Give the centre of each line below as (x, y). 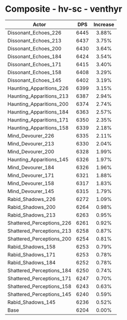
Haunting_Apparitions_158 (38, 128)
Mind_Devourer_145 (31, 191)
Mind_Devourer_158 (31, 183)
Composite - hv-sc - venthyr (64, 9)
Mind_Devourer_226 (31, 136)
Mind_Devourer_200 (31, 151)
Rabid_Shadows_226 (32, 199)
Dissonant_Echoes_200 (35, 48)
